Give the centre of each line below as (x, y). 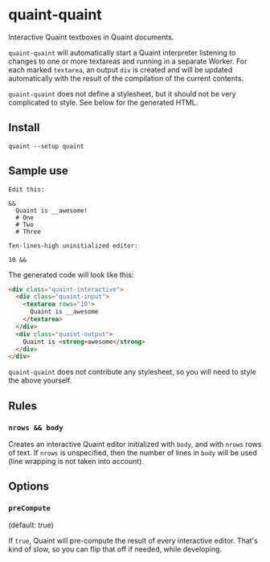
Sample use (38, 171)
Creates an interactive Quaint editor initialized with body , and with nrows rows (135, 444)
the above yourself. (40, 380)
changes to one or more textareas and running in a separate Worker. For (128, 61)
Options (29, 487)
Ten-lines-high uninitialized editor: (73, 246)
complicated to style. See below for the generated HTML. (103, 102)
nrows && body (36, 427)
